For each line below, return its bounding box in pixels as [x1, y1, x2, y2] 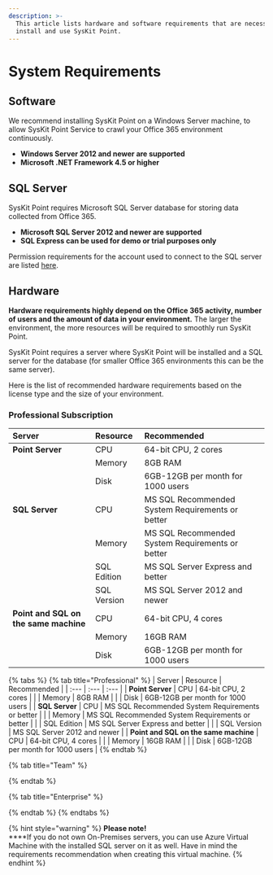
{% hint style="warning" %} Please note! [8, 824, 147, 833]
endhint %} [8, 858, 46, 868]
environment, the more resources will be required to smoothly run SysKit [8, 323, 252, 332]
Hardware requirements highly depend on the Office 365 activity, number [8, 306, 262, 315]
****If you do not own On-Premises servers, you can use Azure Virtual [8, 832, 249, 842]
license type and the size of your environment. [8, 389, 164, 399]
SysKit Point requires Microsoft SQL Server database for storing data [8, 203, 239, 212]
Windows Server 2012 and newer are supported [19, 149, 185, 159]
